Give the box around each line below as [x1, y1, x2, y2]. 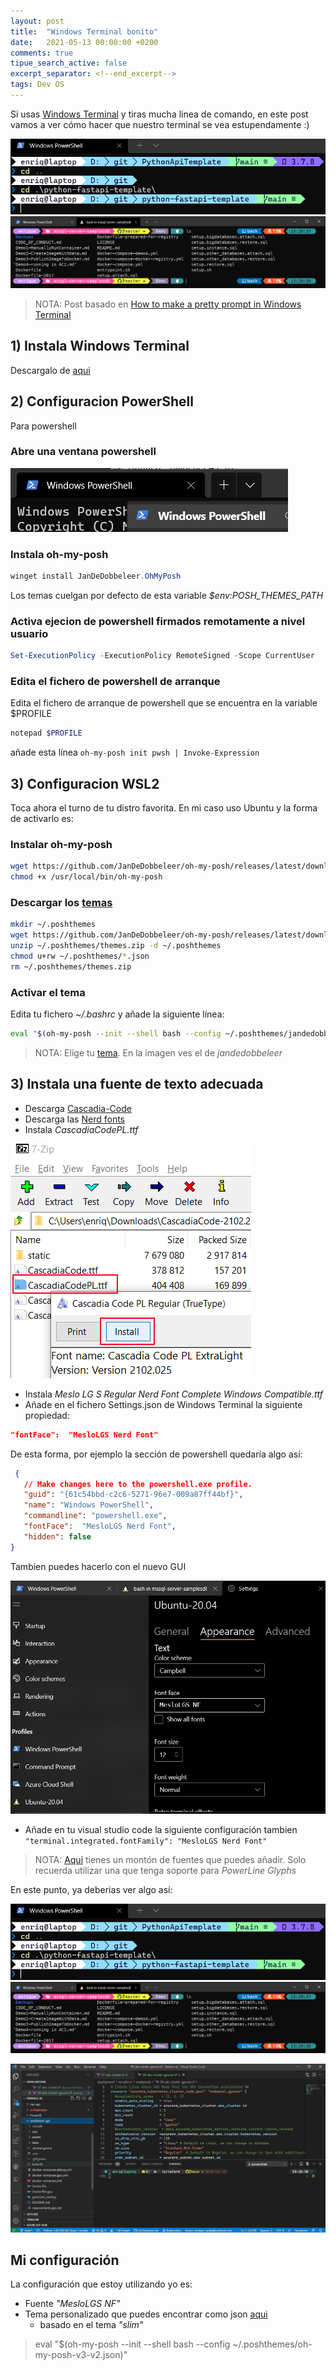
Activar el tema [10, 985, 86, 999]
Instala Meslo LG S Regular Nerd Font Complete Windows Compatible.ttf [24, 1388, 324, 1400]
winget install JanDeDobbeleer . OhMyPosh [10, 571, 182, 582]
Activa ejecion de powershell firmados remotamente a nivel [10, 614, 306, 628]
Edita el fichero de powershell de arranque [10, 675, 221, 689]
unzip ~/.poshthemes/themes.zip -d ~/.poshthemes [10, 941, 222, 951]
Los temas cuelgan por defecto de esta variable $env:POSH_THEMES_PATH [10, 589, 324, 601]
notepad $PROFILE [10, 728, 83, 739]
